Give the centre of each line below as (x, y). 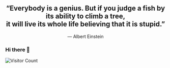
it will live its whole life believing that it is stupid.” (86, 24)
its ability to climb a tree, (86, 16)
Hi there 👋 (18, 49)
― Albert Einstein (86, 36)
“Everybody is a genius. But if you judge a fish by (86, 8)
